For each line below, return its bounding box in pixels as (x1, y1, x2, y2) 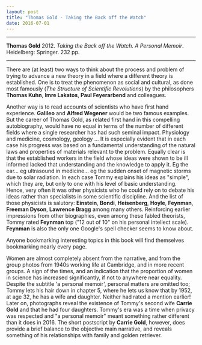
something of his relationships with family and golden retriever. (6, 332, 162, 339)
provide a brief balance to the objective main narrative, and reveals (6, 325, 173, 332)
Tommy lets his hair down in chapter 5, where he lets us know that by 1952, (6, 287, 192, 294)
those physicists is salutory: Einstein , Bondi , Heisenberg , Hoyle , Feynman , (6, 200, 194, 207)
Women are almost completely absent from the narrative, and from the (6, 255, 181, 262)
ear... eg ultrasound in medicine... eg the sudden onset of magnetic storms (6, 167, 191, 175)
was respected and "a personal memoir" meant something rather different (6, 312, 189, 320)
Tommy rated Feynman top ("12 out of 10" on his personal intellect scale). (6, 218, 189, 226)
